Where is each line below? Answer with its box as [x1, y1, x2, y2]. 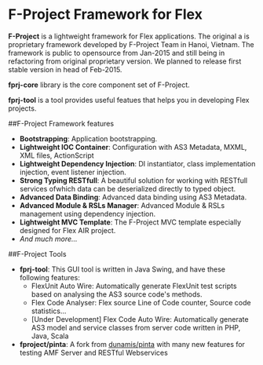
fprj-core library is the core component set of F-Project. [8, 80, 190, 89]
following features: [19, 272, 80, 282]
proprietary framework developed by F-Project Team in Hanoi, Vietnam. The [8, 39, 254, 49]
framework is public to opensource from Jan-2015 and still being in [8, 48, 225, 57]
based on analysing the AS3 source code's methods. [31, 289, 203, 299]
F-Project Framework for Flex [8, 5, 203, 24]
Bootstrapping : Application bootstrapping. [19, 133, 158, 143]
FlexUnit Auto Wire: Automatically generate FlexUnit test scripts [31, 281, 237, 290]
